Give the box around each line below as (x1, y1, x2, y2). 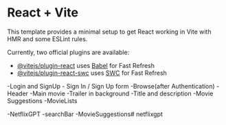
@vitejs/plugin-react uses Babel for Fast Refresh (16, 61, 155, 69)
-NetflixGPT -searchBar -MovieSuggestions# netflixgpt (7, 110, 163, 118)
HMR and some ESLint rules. (7, 34, 88, 43)
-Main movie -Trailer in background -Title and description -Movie (30, 89, 214, 98)
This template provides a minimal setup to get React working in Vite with (7, 27, 212, 36)
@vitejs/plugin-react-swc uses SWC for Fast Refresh (16, 69, 167, 77)
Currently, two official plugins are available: (7, 48, 130, 56)
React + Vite (7, 5, 79, 21)
